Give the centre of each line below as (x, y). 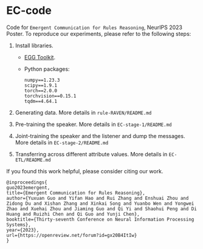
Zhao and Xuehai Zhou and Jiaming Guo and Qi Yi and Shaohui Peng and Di (102, 209)
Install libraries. (34, 45)
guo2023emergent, (28, 188)
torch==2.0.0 (41, 91)
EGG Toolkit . (40, 57)
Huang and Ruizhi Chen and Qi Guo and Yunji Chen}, (73, 214)
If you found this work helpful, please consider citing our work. (85, 171)
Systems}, (19, 225)
